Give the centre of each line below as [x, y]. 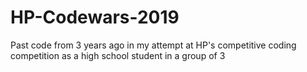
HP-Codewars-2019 [95, 17]
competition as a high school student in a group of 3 [118, 55]
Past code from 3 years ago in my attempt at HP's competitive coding [153, 45]
